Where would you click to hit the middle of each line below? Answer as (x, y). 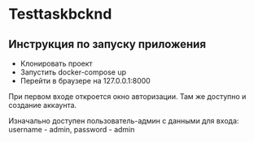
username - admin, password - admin (72, 129)
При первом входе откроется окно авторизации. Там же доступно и (127, 97)
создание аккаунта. (43, 105)
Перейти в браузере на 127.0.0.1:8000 (85, 81)
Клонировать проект (56, 63)
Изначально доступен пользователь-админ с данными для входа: (124, 121)
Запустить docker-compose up (73, 72)
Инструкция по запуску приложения (107, 44)
